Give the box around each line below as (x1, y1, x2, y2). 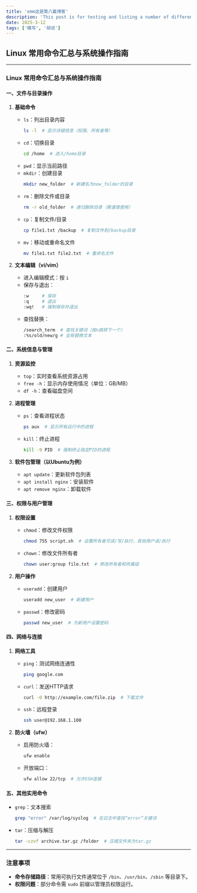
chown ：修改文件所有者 (23, 549, 78, 556)
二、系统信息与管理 (6, 346, 53, 353)
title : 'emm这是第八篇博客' (6, 8, 69, 15)
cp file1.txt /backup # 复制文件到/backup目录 (23, 227, 136, 233)
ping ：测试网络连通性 (23, 660, 76, 667)
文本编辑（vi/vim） (14, 262, 62, 269)
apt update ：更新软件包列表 (23, 470, 91, 478)
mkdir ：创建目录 (23, 169, 63, 176)
